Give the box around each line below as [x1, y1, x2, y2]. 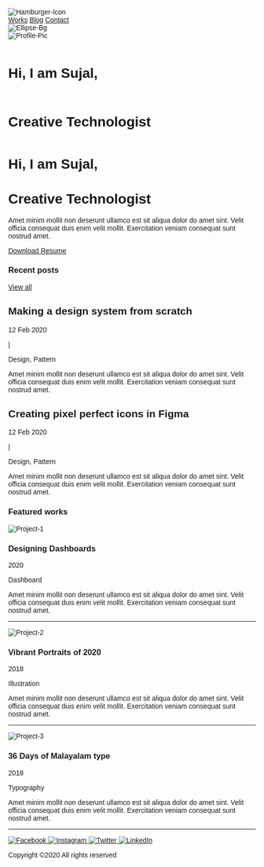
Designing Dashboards [8, 543, 97, 553]
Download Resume [8, 246, 67, 255]
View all [8, 282, 32, 292]
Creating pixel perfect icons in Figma [8, 408, 189, 420]
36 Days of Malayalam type [8, 751, 111, 761]
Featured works [8, 507, 68, 517]
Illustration [8, 679, 40, 689]
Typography [8, 783, 45, 792]
